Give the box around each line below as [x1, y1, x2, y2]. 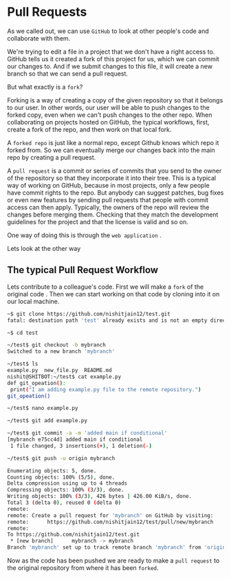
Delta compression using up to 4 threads [7, 480, 128, 487]
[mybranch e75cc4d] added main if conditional [7, 436, 143, 443]
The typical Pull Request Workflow [7, 264, 159, 276]
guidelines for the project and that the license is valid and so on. [7, 217, 189, 226]
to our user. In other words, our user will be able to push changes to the [7, 103, 210, 111]
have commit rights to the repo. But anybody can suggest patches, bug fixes [7, 188, 224, 197]
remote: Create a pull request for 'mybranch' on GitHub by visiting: [7, 512, 214, 519]
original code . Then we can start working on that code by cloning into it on [7, 289, 220, 298]
